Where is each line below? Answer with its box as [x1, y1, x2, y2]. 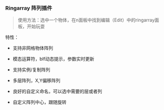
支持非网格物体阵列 [12, 45, 53, 51]
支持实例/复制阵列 [12, 67, 50, 73]
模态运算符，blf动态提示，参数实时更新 [12, 56, 94, 62]
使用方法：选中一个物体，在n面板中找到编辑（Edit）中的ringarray [17, 17, 155, 23]
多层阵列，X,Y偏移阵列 [12, 77, 61, 84]
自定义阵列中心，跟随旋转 [12, 99, 67, 105]
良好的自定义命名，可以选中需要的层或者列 [12, 88, 102, 95]
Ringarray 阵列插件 [5, 4, 52, 11]
